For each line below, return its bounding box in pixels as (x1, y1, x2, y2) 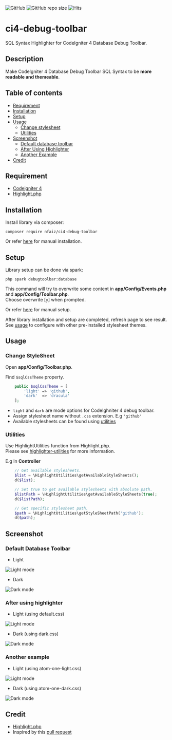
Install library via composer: (5, 219, 64, 225)
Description (5, 54, 44, 64)
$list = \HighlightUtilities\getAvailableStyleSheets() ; (14, 473, 139, 478)
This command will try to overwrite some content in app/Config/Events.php (5, 286, 167, 292)
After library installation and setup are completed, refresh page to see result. (5, 316, 167, 322)
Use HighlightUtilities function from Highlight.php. (5, 443, 110, 449)
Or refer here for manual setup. (5, 307, 71, 313)
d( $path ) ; (14, 515, 36, 521)
